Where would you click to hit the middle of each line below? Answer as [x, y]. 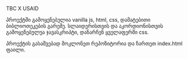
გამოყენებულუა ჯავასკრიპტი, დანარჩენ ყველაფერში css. [77, 32]
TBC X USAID [22, 8]
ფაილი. [16, 50]
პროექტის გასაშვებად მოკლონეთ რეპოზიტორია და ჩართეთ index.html [94, 44]
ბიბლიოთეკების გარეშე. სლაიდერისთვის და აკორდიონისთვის [85, 26]
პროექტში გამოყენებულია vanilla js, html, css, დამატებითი [78, 20]
